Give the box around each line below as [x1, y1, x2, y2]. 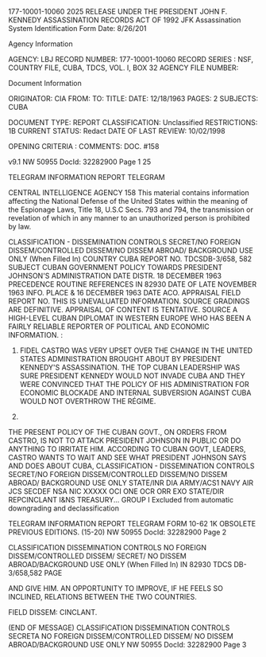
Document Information [8, 79, 82, 88]
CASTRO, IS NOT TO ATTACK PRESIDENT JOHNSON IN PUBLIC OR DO [8, 436, 241, 445]
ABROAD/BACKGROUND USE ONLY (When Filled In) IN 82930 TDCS [8, 560, 233, 569]
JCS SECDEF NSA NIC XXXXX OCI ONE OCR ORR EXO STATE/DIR [8, 487, 225, 496]
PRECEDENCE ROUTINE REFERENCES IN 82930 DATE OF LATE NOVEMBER [8, 280, 256, 289]
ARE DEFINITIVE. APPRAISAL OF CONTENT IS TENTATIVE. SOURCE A [8, 305, 238, 314]
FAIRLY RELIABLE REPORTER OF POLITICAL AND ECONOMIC [8, 322, 210, 331]
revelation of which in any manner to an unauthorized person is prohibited [8, 213, 250, 222]
